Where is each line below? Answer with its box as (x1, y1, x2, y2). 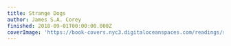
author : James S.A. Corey (7, 16, 81, 23)
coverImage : (7, 28, 41, 36)
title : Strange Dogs (7, 9, 67, 17)
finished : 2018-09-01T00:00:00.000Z (7, 22, 112, 29)
